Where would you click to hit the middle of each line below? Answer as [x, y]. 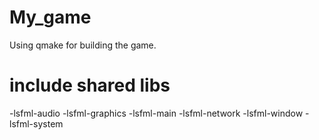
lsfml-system [36, 123]
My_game [50, 17]
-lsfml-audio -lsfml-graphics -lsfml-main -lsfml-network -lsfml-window [156, 113]
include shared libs [90, 85]
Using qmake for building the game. [83, 45]
